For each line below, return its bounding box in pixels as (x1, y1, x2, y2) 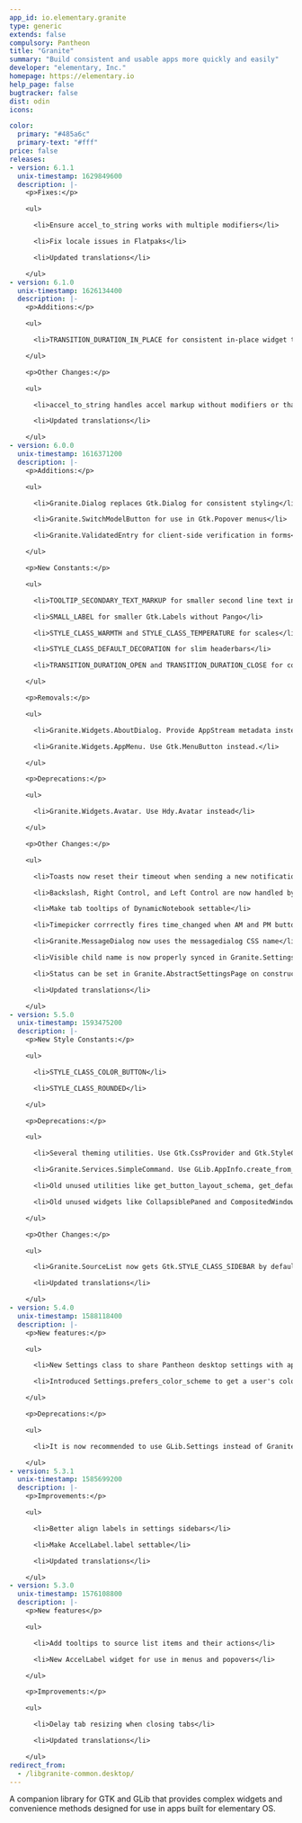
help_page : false (9, 80, 75, 89)
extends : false (9, 30, 67, 39)
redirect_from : (9, 1760, 67, 1770)
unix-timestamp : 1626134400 (17, 286, 123, 295)
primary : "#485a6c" (17, 130, 91, 139)
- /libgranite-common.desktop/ (17, 1769, 135, 1778)
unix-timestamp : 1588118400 (17, 1311, 123, 1320)
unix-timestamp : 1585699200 (17, 1475, 123, 1484)
